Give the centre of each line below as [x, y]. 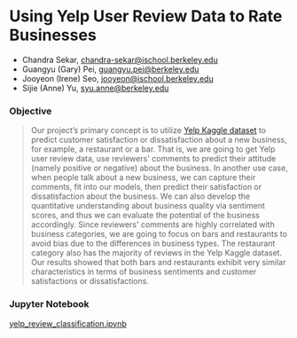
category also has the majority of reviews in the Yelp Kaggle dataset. [156, 253]
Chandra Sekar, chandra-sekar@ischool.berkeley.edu [120, 59]
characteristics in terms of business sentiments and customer [144, 271]
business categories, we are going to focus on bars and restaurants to [159, 234]
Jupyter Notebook [49, 304]
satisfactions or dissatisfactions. [90, 281]
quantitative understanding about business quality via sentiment [148, 206]
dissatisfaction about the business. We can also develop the [141, 196]
